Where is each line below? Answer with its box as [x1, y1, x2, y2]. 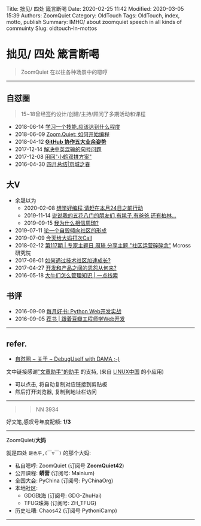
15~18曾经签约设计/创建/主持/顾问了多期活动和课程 [20, 110, 146, 117]
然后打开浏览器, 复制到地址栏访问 [14, 388, 97, 395]
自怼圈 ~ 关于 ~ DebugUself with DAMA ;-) [14, 355, 120, 362]
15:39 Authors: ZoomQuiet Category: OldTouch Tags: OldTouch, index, [6, 12, 180, 19]
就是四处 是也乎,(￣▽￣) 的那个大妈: [6, 449, 92, 457]
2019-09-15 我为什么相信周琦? [23, 219, 99, 226]
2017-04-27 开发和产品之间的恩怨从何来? [14, 264, 117, 271]
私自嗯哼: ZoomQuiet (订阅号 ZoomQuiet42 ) [14, 462, 124, 469]
